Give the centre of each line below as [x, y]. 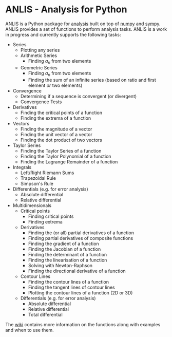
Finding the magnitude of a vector [56, 129]
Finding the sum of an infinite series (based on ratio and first [92, 80]
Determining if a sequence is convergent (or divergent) [79, 96]
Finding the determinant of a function [68, 254]
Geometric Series [39, 67]
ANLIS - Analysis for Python [66, 10]
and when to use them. [30, 330]
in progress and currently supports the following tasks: [63, 34]
